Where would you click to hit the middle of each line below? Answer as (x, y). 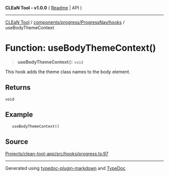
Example (19, 115)
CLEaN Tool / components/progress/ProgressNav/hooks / (65, 22)
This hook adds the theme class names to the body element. (68, 72)
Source (17, 141)
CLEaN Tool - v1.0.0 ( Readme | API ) (44, 8)
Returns (18, 87)
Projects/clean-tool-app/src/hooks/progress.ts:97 (57, 154)
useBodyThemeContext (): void (50, 62)
